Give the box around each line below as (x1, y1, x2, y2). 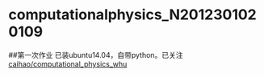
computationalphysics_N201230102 (8, 6, 257, 24)
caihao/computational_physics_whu (8, 59, 128, 69)
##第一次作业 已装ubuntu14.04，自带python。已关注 (8, 50, 183, 59)
